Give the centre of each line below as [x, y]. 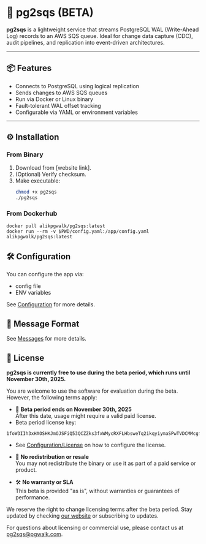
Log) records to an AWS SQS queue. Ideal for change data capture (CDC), [100, 36]
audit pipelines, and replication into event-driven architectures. [86, 42]
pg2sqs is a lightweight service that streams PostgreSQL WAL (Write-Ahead [103, 29]
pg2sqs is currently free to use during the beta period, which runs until [98, 372]
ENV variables [33, 293]
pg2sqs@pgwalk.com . [35, 534]
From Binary [25, 154]
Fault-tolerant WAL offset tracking [58, 105]
